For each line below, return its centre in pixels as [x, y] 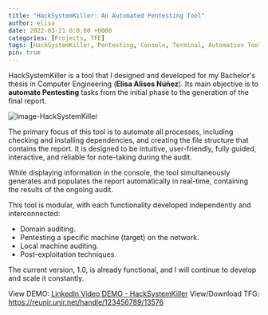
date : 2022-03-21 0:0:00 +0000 [60, 30]
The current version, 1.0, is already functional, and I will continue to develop [132, 270]
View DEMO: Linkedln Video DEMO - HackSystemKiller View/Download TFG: [134, 293]
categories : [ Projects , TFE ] [57, 38]
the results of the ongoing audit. [61, 189]
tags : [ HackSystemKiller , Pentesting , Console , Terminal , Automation [126, 45]
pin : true [25, 53]
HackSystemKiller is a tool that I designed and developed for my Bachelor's [132, 75]
